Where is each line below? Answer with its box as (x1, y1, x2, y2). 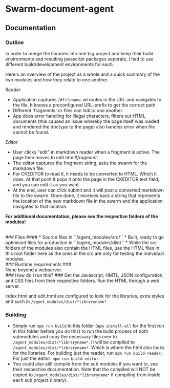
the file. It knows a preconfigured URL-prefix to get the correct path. (12, 102, 157, 108)
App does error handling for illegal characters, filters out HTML (12, 113, 146, 119)
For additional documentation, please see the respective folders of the (5, 213, 158, 219)
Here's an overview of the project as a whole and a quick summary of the (5, 71, 160, 77)
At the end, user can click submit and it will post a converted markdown (12, 187, 164, 193)
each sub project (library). (12, 377, 68, 383)
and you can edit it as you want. (12, 181, 80, 187)
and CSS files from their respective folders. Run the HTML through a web (5, 277, 160, 284)
